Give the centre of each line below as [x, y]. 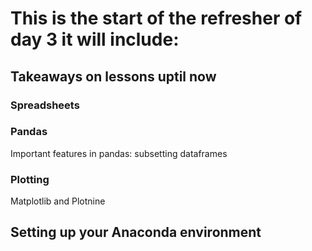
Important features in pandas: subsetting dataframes [119, 153]
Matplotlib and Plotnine [58, 201]
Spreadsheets [45, 105]
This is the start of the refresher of [156, 18]
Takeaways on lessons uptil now [113, 76]
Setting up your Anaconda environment [136, 232]
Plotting [30, 179]
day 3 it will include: [95, 39]
